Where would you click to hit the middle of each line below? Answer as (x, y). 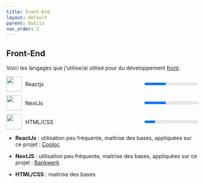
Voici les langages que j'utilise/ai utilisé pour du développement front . (93, 68)
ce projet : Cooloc (37, 145)
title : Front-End (28, 12)
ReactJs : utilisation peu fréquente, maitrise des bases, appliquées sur (103, 138)
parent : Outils (25, 23)
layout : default (27, 18)
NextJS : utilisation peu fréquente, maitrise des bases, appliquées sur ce (106, 156)
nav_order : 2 (23, 29)
